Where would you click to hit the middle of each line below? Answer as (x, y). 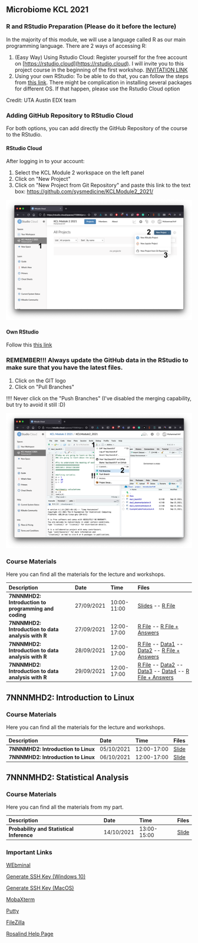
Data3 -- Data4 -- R (164, 671)
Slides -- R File (156, 605)
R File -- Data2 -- (161, 665)
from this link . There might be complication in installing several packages (103, 82)
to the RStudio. (24, 134)
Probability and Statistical (41, 829)
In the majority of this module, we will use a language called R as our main (96, 39)
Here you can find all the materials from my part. (65, 807)
